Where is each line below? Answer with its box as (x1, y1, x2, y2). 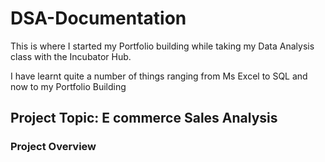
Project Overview (10, 140, 97, 154)
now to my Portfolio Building (10, 80, 127, 92)
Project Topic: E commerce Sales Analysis (10, 110, 278, 127)
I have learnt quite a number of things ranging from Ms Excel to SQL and (10, 70, 308, 82)
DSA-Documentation (10, 7, 187, 30)
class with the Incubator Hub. (10, 50, 132, 62)
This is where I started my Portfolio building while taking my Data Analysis (10, 40, 315, 52)
